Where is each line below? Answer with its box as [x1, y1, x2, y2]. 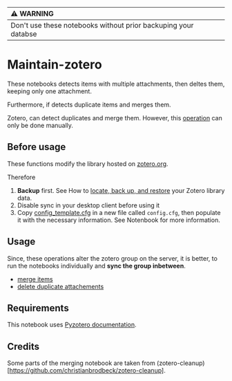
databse [10, 29, 37, 39]
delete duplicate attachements [17, 282, 104, 290]
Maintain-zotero [7, 57, 102, 73]
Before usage [7, 141, 66, 153]
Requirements [7, 302, 69, 314]
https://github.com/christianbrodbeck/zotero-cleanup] [9, 366, 164, 375]
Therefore [7, 173, 36, 181]
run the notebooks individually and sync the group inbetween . [7, 261, 186, 270]
